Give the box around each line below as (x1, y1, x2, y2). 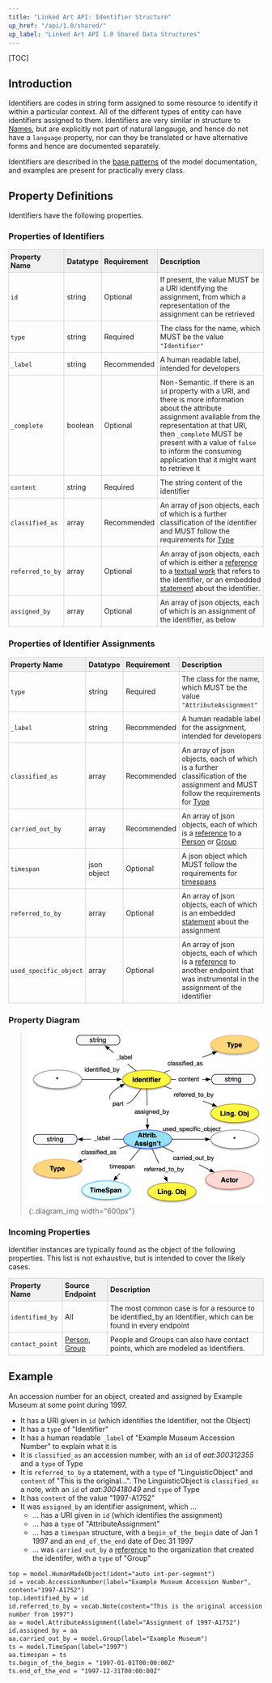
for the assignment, (181, 722, 247, 732)
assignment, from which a (159, 292, 247, 302)
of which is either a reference (159, 558, 257, 567)
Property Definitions (8, 189, 113, 202)
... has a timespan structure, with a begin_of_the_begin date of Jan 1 (32, 1527, 258, 1537)
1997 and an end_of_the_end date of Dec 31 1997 (32, 1536, 193, 1545)
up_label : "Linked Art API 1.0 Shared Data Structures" (8, 30, 201, 38)
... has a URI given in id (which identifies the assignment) (32, 1510, 223, 1519)
